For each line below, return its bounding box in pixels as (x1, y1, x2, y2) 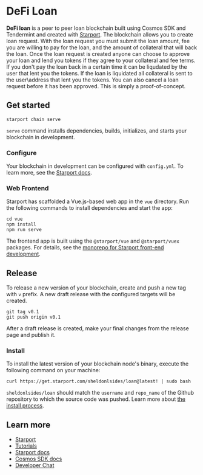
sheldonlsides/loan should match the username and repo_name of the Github (6, 389, 195, 397)
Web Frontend (6, 184, 49, 192)
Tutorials (15, 442, 38, 449)
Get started (6, 100, 50, 111)
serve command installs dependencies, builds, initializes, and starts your (6, 127, 187, 134)
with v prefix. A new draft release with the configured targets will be (6, 291, 176, 298)
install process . (6, 402, 44, 409)
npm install (6, 221, 36, 227)
